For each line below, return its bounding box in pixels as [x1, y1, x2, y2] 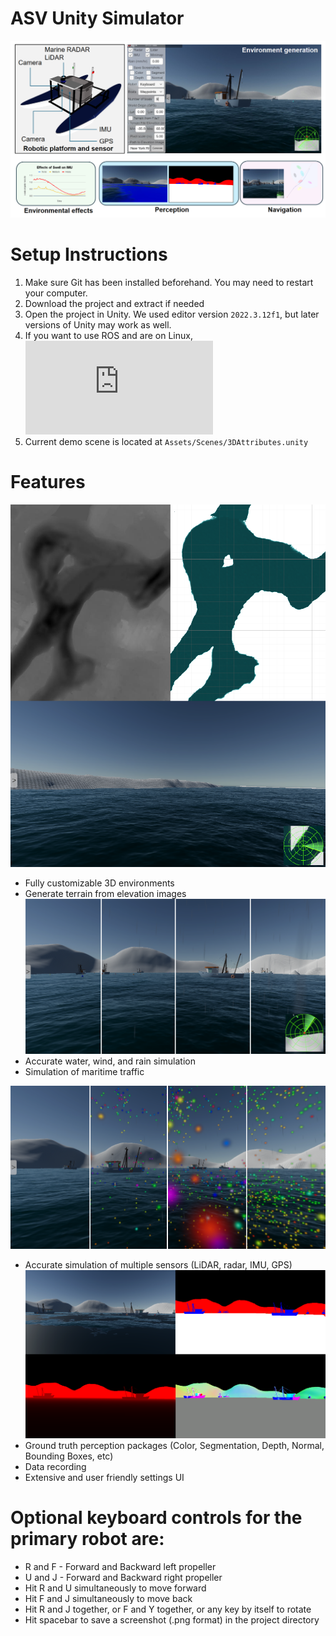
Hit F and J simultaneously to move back [24, 1593, 193, 1605]
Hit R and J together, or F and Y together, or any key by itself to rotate [24, 1603, 312, 1616]
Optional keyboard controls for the [10, 1507, 303, 1529]
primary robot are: [10, 1528, 165, 1551]
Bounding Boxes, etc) [24, 1450, 114, 1462]
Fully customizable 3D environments [24, 877, 175, 889]
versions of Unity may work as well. [24, 318, 172, 331]
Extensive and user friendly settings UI [24, 1472, 185, 1484]
